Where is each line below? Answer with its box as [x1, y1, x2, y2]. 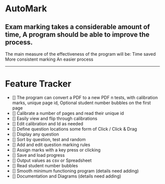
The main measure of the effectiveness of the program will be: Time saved [5, 51, 156, 57]
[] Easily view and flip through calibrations [12, 115, 97, 121]
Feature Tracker [5, 78, 72, 89]
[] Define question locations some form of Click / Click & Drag [12, 126, 137, 132]
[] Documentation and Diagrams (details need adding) [12, 173, 121, 179]
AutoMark [5, 3, 47, 14]
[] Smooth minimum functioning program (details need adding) [12, 168, 139, 174]
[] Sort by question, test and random [12, 136, 86, 142]
